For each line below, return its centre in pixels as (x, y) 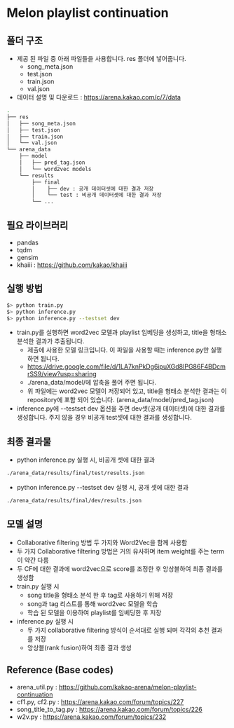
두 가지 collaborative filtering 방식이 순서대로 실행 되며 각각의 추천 (118, 630)
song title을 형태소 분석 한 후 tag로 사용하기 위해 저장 (100, 595)
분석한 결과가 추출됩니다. (50, 341)
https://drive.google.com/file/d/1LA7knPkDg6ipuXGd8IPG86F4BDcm (126, 366)
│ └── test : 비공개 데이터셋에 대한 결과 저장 (97, 195)
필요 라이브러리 (37, 225)
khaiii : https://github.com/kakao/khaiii (72, 265)
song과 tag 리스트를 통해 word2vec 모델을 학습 (92, 603)
